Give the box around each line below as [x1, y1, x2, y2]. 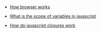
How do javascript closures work [9, 22, 76, 28]
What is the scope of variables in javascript [9, 13, 96, 19]
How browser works [9, 4, 50, 10]
